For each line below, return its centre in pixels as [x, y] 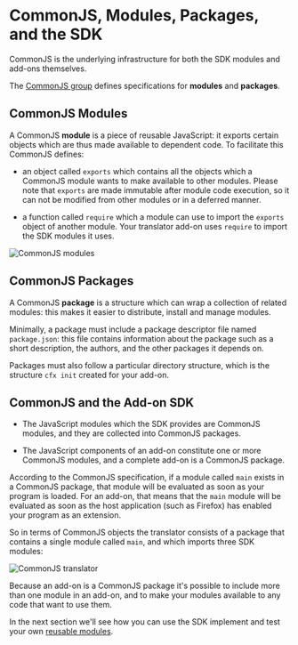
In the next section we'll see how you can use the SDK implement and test [145, 622]
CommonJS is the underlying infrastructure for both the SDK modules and [145, 59]
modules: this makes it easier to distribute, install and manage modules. [140, 311]
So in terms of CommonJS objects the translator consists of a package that [147, 532]
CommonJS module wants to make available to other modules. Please [150, 181]
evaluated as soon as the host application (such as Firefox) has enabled [141, 506]
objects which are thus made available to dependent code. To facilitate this [147, 144]
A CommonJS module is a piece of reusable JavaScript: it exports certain [144, 135]
